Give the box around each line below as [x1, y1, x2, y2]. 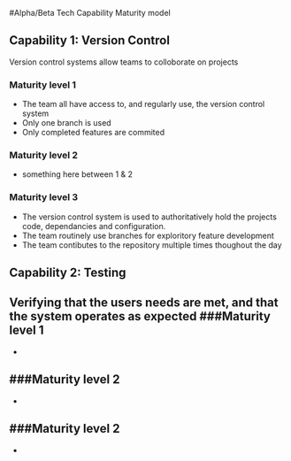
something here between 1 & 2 [21, 169, 134, 180]
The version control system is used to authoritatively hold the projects [21, 211, 277, 222]
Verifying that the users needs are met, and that [9, 296, 279, 311]
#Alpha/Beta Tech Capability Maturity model [9, 8, 171, 18]
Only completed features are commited [21, 127, 165, 138]
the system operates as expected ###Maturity [9, 309, 272, 324]
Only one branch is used [21, 118, 112, 128]
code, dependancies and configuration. [21, 220, 166, 231]
